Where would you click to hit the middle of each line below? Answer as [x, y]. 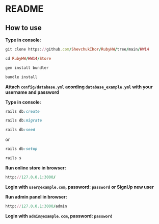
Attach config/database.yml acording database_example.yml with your [79, 87]
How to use [23, 28]
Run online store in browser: [36, 168]
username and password [32, 92]
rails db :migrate [24, 120]
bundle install [21, 77]
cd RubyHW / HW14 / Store [28, 58]
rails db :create [22, 111]
